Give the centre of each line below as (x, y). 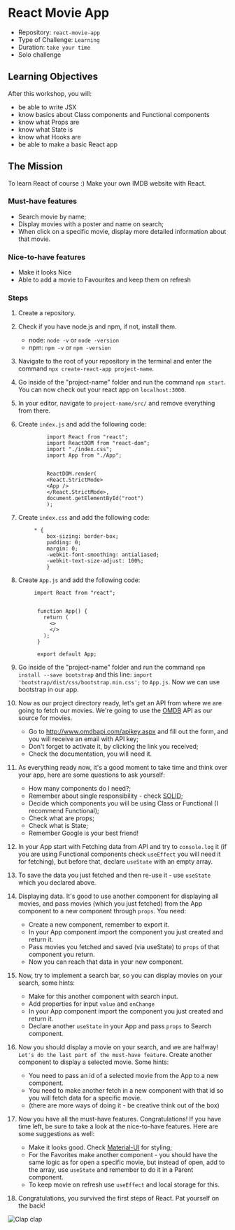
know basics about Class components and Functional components (114, 114)
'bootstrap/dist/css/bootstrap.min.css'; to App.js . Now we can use (119, 682)
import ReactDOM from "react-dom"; (98, 443)
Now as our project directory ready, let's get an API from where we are (120, 703)
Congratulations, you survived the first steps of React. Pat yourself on (119, 1198)
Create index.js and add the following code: (82, 424)
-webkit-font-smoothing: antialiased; (103, 555)
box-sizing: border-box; (83, 537)
